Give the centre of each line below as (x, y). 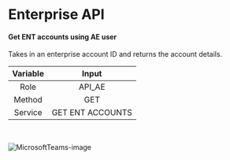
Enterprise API (56, 15)
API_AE (92, 87)
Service (28, 113)
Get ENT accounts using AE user (63, 36)
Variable (28, 74)
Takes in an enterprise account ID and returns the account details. (115, 54)
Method (28, 100)
